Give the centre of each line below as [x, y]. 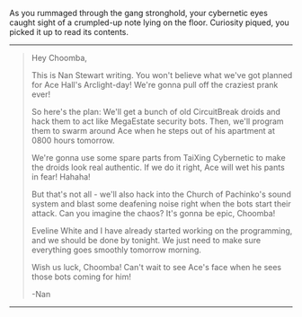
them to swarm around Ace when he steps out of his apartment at [153, 131]
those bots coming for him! [81, 277]
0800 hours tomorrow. [73, 140]
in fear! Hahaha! [61, 177]
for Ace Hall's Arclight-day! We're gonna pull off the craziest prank [155, 85]
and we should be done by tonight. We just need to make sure [146, 240]
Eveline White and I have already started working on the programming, [162, 231]
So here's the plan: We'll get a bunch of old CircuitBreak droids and [156, 112]
